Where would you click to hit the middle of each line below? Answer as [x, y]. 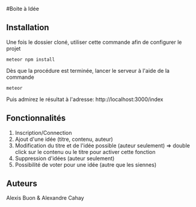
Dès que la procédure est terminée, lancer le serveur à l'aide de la [88, 70]
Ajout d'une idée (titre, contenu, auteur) [64, 139]
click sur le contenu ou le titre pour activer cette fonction [85, 152]
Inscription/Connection [43, 132]
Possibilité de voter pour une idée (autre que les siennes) [86, 164]
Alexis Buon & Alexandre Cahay [45, 198]
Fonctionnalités [36, 118]
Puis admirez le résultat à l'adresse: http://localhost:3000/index [85, 99]
